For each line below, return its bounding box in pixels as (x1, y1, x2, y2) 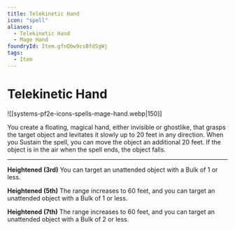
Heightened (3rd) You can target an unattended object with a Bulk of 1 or (7, 165, 218, 174)
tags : (7, 50, 23, 57)
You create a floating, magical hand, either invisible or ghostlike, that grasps (7, 123, 226, 131)
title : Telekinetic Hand (7, 10, 80, 18)
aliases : (7, 23, 33, 30)
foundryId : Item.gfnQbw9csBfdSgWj (7, 43, 108, 50)
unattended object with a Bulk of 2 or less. (7, 215, 129, 223)
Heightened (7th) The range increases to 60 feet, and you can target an (7, 208, 215, 216)
